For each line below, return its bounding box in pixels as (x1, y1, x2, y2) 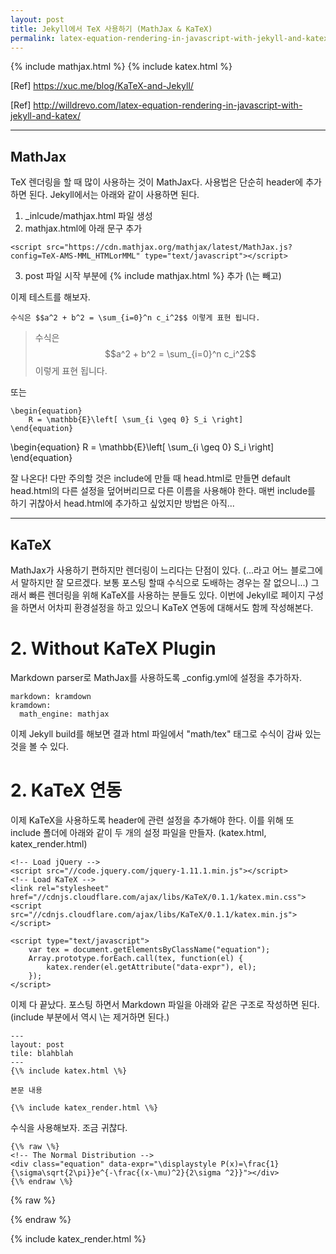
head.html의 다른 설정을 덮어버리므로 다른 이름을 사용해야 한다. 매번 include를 (10, 485, 316, 497)
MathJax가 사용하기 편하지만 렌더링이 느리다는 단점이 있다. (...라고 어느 (10, 564, 289, 576)
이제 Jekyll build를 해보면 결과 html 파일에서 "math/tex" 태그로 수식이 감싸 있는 (10, 727, 322, 740)
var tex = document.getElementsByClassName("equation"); (28, 944, 271, 955)
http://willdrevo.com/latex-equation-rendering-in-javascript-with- (33, 99, 303, 111)
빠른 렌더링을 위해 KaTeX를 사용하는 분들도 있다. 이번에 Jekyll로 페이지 (28, 589, 306, 601)
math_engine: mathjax (19, 709, 110, 719)
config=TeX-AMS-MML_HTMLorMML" (10, 251, 141, 261)
